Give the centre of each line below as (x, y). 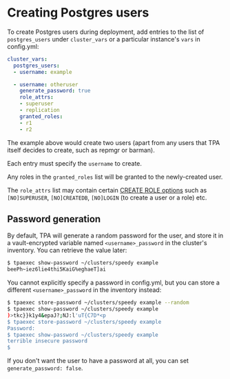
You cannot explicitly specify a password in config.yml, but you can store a (114, 283)
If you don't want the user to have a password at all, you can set (98, 361)
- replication (40, 110)
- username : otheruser (46, 84)
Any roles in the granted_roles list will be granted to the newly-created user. (115, 177)
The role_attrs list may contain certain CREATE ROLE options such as (107, 190)
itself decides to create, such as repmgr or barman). (81, 150)
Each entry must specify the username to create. (75, 163)
